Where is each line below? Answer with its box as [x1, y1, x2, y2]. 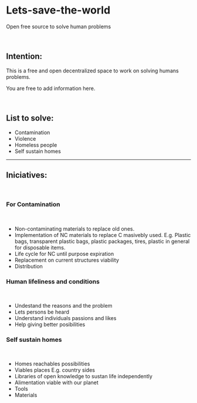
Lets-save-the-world [6, 4, 111, 17]
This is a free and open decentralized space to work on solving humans [6, 67, 179, 74]
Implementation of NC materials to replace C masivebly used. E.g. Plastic [14, 231, 191, 238]
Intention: [6, 51, 43, 62]
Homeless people [14, 141, 57, 148]
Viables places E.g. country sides [14, 367, 96, 374]
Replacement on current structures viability [14, 257, 119, 264]
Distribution [14, 262, 43, 269]
